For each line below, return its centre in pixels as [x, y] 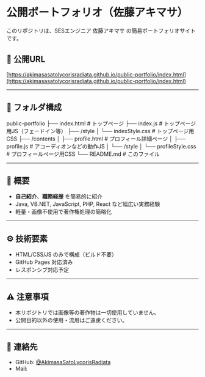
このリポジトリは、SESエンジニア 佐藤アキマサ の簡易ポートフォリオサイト [101, 31]
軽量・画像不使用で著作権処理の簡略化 [63, 212]
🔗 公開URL [26, 60]
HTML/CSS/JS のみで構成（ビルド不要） [66, 255]
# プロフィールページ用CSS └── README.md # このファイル [83, 154]
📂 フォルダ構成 [34, 108]
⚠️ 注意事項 [27, 297]
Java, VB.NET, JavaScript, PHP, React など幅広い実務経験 [88, 204]
